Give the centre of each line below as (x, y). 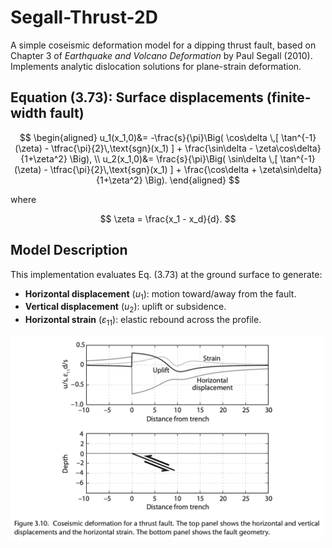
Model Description (69, 250)
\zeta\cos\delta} (288, 148)
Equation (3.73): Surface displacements (137, 97)
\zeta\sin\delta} (291, 169)
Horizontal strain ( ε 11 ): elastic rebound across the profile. (143, 321)
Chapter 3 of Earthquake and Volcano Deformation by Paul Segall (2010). (161, 55)
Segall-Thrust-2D (84, 17)
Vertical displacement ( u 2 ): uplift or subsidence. (125, 308)
